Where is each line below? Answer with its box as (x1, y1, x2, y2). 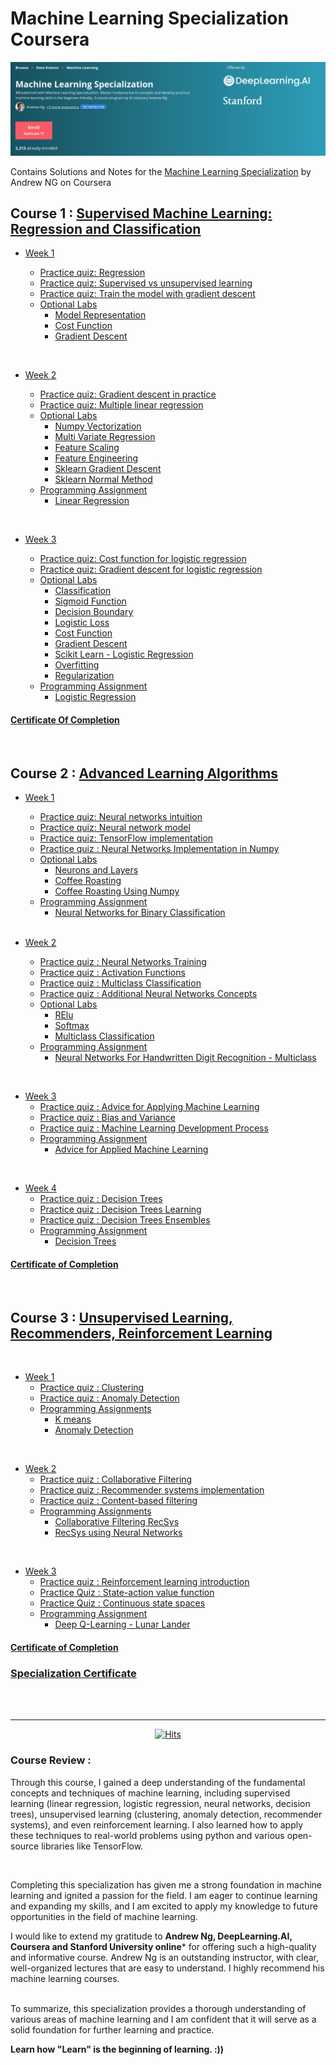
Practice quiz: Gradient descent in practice (39, 388, 217, 401)
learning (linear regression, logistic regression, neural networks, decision (10, 1797, 311, 1809)
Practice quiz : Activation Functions (39, 967, 186, 979)
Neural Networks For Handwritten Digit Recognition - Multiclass (54, 1052, 317, 1064)
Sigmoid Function (54, 595, 127, 607)
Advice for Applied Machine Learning (54, 1143, 209, 1156)
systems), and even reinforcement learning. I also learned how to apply (10, 1818, 304, 1831)
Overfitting (54, 659, 100, 671)
